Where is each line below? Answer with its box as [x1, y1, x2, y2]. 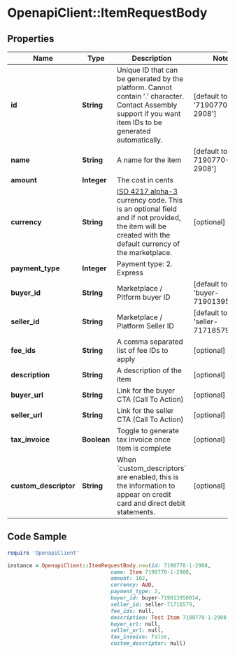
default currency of [116, 239, 180, 249]
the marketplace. [116, 248, 173, 257]
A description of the [116, 365, 182, 375]
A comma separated [116, 337, 183, 347]
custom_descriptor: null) [111, 640, 187, 647]
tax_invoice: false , [111, 634, 171, 641]
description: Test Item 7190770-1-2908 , [111, 613, 230, 621]
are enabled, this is [116, 472, 179, 481]
